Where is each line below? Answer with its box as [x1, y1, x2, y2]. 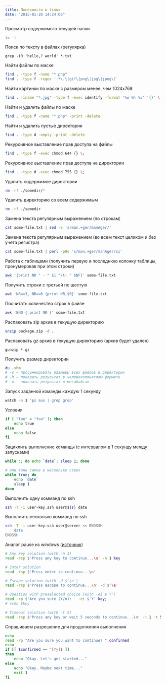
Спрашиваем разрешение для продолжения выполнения [5, 623, 126, 629]
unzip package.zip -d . [5, 329, 54, 334]
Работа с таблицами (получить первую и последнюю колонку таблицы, [5, 258, 157, 264]
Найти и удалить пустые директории [5, 123, 83, 129]
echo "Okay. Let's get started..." [14, 656, 87, 661]
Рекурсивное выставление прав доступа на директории [5, 160, 124, 166]
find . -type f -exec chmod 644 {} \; [5, 151, 85, 156]
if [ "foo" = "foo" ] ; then [5, 416, 63, 421]
